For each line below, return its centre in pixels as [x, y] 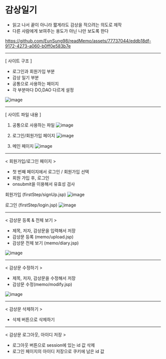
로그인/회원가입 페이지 [34, 135]
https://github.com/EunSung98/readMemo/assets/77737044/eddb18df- [78, 40]
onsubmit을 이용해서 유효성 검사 [43, 184]
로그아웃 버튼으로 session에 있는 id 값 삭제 [54, 345]
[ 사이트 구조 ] [19, 61]
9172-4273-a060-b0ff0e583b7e [38, 46]
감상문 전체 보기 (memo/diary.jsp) [45, 243]
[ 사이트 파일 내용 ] [23, 115]
